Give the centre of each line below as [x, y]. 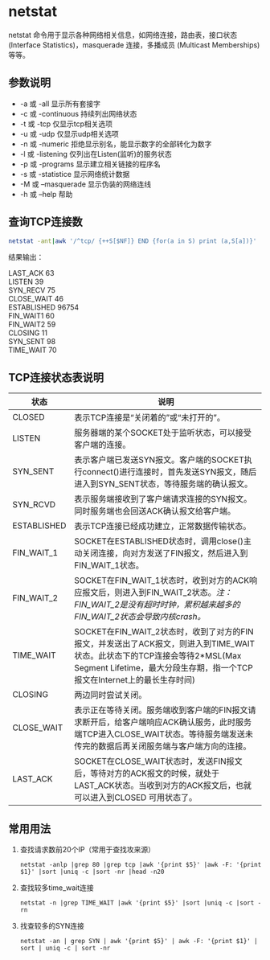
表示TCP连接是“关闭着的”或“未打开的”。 [149, 418]
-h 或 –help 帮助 [46, 194]
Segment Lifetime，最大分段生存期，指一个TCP [163, 668]
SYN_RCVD [34, 505]
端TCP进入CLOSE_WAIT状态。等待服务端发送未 [163, 734]
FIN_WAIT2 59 [32, 325]
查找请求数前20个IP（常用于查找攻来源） [87, 850]
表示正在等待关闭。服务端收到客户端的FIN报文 [161, 710]
